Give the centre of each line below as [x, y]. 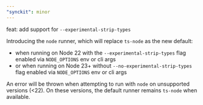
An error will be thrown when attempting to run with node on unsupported [98, 84]
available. [18, 97]
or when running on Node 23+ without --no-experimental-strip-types [103, 66]
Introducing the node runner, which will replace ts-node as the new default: [100, 41]
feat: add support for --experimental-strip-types [69, 29]
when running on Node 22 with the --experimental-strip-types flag [101, 53]
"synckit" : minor [28, 12]
